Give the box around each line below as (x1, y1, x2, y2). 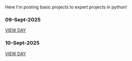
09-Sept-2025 (5, 16, 41, 23)
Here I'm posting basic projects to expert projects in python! (5, 4, 127, 10)
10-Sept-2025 (5, 40, 40, 46)
